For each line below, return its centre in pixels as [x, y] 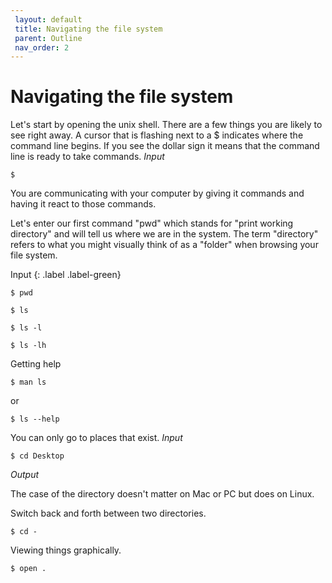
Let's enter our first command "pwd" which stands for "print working [152, 223]
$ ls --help [35, 419]
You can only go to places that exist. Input [96, 438]
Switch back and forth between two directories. [108, 513]
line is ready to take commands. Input [87, 157]
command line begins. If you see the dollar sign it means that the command [165, 146]
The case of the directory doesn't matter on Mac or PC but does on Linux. [162, 494]
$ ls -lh [28, 346]
